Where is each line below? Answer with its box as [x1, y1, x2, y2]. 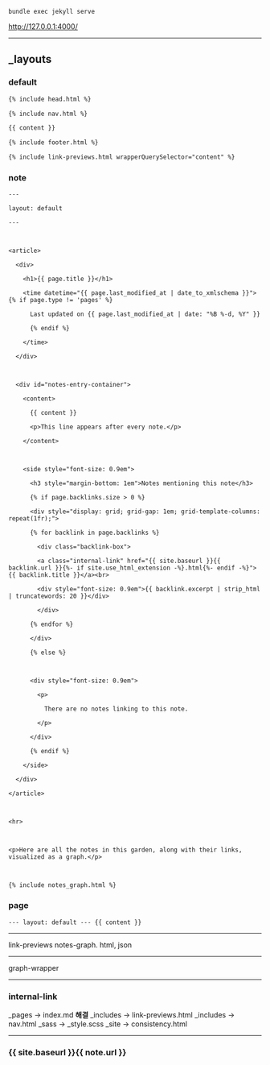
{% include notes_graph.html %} [8, 881, 117, 889]
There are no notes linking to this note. [43, 705, 189, 713]
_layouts [8, 52, 52, 66]
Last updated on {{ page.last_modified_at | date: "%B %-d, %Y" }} [29, 310, 261, 318]
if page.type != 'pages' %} [18, 296, 113, 305]
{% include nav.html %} [8, 110, 88, 118]
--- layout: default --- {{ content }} [8, 918, 142, 926]
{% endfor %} [29, 620, 74, 628]
